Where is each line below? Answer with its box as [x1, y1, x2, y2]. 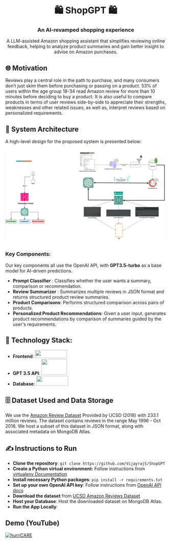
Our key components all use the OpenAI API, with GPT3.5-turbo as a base [5, 262, 162, 268]
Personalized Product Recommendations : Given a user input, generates [12, 310, 166, 316]
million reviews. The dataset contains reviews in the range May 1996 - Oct [5, 417, 161, 424]
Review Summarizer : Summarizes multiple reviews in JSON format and [12, 288, 164, 295]
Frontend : [12, 353, 34, 359]
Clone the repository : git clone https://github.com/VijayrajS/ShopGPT [12, 460, 165, 467]
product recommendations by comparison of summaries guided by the [12, 316, 162, 322]
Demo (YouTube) [5, 518, 60, 527]
